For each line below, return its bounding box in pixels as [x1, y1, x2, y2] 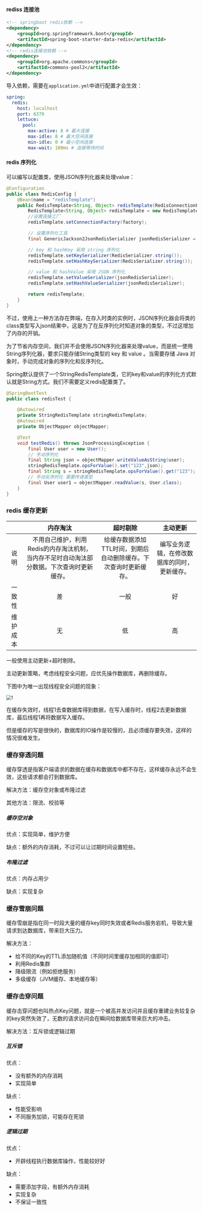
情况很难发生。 [6, 734, 43, 741]
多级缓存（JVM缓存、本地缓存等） [14, 976, 101, 983]
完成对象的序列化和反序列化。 [32, 357, 107, 365]
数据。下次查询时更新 [32, 562, 94, 571]
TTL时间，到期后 [101, 544, 149, 553]
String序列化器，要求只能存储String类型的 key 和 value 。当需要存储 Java [6, 349, 189, 357]
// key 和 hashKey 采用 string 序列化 [28, 246, 120, 253]
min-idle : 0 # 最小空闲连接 [28, 139, 93, 145]
